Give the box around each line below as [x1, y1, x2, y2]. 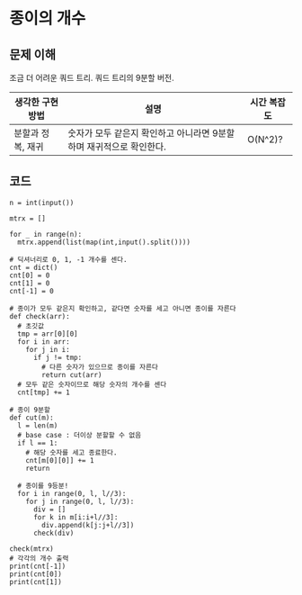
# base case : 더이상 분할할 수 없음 [17, 430, 142, 439]
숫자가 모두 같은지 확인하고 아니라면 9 [67, 127, 218, 140]
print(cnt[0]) [9, 569, 63, 579]
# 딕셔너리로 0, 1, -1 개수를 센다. [9, 255, 128, 264]
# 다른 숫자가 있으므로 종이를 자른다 [41, 362, 159, 372]
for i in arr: [17, 337, 70, 347]
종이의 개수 [9, 8, 86, 29]
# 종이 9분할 [9, 405, 51, 414]
